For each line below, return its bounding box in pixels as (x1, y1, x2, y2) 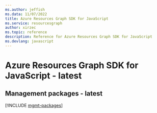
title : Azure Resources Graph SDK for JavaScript (5, 16, 109, 21)
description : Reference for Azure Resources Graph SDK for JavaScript (5, 35, 153, 39)
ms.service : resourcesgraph (5, 20, 63, 26)
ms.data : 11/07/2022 (5, 12, 48, 17)
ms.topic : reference (5, 30, 48, 35)
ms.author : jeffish (5, 7, 45, 12)
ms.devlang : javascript (5, 39, 54, 44)
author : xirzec (5, 25, 36, 30)
